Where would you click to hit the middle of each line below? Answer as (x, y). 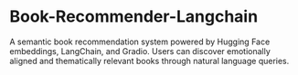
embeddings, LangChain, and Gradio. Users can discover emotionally (140, 51)
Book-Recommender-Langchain (134, 17)
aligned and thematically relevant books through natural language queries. (149, 61)
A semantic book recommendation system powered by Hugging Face (140, 42)
